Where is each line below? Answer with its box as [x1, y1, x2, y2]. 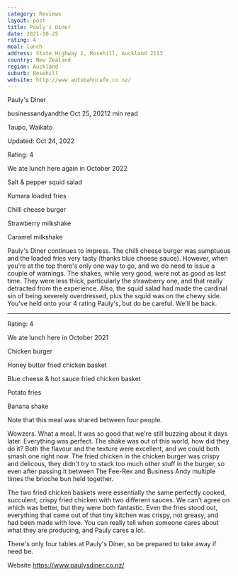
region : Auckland [7, 63, 59, 70]
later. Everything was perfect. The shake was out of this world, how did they [7, 437, 229, 446]
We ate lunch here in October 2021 [7, 334, 109, 342]
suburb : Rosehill [7, 69, 59, 77]
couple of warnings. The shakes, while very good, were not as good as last [7, 269, 227, 278]
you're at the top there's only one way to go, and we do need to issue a [7, 261, 215, 270]
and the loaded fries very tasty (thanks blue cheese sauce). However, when [7, 254, 228, 263]
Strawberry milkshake [7, 219, 72, 227]
